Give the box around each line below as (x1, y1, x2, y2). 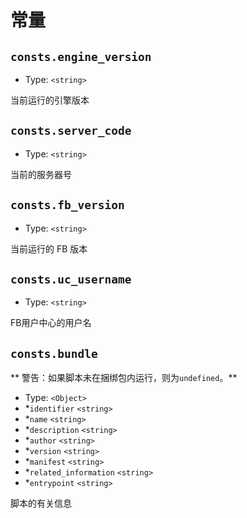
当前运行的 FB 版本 (10, 242, 88, 255)
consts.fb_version (10, 198, 125, 213)
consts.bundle (10, 346, 98, 361)
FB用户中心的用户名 (10, 317, 92, 329)
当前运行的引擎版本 (10, 94, 90, 106)
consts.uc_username (10, 272, 132, 287)
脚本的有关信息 (10, 497, 72, 510)
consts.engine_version (10, 49, 152, 64)
